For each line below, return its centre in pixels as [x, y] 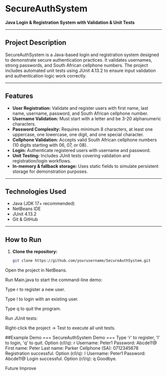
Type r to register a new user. [35, 290]
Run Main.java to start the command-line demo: [54, 280]
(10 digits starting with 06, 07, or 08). [50, 145]
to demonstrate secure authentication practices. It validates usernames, [79, 60]
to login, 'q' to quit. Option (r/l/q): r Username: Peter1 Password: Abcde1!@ [81, 343]
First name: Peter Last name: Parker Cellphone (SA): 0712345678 [72, 348]
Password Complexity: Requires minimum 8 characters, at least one [83, 129]
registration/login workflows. [42, 161]
